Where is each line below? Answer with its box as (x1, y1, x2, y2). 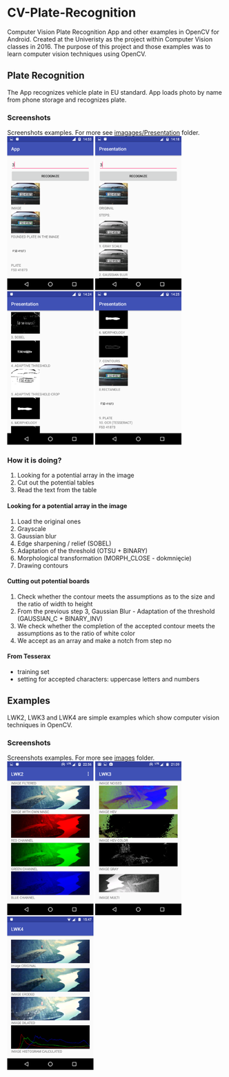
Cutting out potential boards (7, 577, 90, 586)
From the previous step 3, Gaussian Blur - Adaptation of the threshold (17, 607, 215, 615)
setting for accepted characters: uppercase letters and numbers (17, 675, 200, 684)
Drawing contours (17, 561, 69, 570)
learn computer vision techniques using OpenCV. (7, 50, 147, 58)
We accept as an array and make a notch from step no (17, 636, 172, 644)
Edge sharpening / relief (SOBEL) (17, 539, 112, 547)
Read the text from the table (17, 486, 97, 494)
